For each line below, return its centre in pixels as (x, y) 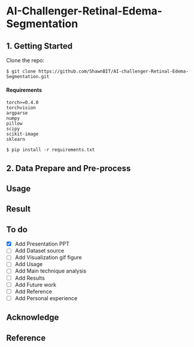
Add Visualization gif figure (48, 258)
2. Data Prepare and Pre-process (69, 168)
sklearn (16, 139)
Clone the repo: (25, 60)
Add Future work (36, 285)
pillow (14, 124)
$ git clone (21, 71)
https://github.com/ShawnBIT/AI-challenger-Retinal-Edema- (113, 71)
